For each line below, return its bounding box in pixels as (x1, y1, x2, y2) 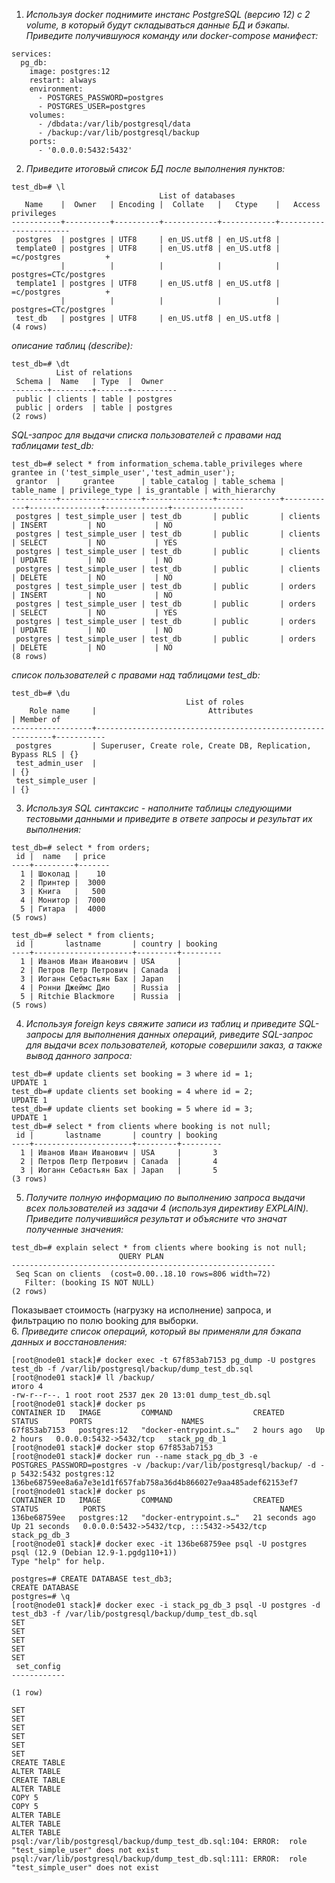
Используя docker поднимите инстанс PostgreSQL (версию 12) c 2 (25, 9, 311, 20)
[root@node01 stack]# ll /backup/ (11, 1373, 156, 1383)
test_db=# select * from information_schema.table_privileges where (11, 459, 303, 469)
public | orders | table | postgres (15, 403, 173, 413)
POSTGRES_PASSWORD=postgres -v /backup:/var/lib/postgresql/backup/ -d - (11, 1460, 326, 1470)
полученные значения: (25, 1224, 124, 1235)
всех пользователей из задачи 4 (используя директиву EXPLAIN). (25, 1202, 309, 1214)
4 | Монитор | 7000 (20, 895, 106, 905)
